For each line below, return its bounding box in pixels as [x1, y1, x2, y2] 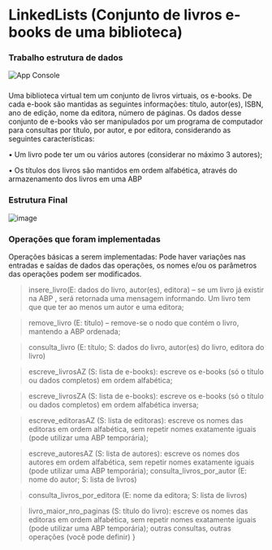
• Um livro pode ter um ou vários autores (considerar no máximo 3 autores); [8, 150, 262, 159]
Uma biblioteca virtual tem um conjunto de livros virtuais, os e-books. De [8, 91, 253, 101]
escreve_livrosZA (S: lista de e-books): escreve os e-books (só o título [28, 391, 264, 400]
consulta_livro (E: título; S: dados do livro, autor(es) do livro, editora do [28, 343, 265, 351]
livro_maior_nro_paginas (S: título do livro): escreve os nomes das [28, 506, 248, 516]
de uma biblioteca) [54, 23, 183, 41]
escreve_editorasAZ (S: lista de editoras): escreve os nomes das [28, 416, 244, 425]
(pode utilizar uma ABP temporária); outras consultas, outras [28, 523, 231, 533]
